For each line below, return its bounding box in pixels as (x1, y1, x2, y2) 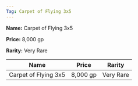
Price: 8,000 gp (6, 35, 44, 42)
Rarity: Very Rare (6, 47, 48, 54)
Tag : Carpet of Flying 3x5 (6, 8, 72, 15)
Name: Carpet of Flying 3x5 (6, 24, 73, 31)
